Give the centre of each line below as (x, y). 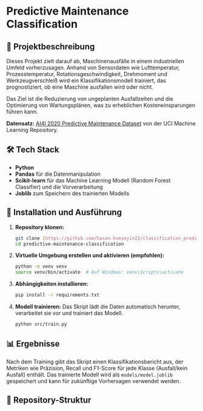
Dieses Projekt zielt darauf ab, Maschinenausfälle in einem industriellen (95, 61)
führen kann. (22, 112)
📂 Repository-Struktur (49, 400)
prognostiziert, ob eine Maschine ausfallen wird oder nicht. (80, 87)
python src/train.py (41, 324)
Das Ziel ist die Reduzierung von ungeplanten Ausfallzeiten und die (90, 99)
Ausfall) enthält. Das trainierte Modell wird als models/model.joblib (90, 375)
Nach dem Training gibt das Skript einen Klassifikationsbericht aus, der (95, 361)
